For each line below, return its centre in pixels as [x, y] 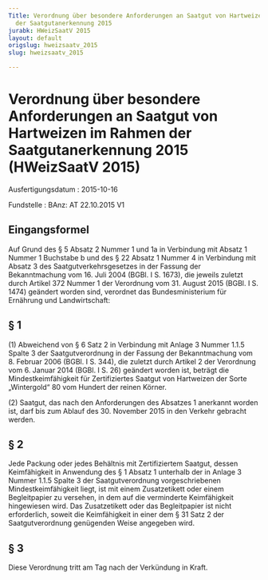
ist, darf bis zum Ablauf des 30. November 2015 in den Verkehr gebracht [128, 411]
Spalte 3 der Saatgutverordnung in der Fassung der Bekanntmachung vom [131, 353]
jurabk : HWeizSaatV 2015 [49, 30]
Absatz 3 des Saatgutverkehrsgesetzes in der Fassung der [105, 266]
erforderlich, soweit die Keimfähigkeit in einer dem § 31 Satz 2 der [116, 514]
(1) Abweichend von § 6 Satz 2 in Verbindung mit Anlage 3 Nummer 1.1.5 [126, 344]
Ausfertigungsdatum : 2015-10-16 [63, 189]
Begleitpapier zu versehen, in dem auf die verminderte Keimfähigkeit [121, 498]
